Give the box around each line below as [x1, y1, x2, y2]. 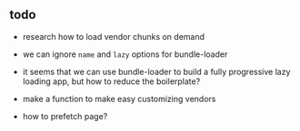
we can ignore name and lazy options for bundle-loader [22, 49, 228, 60]
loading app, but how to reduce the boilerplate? [22, 76, 201, 87]
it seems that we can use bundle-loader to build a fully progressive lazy [22, 66, 291, 77]
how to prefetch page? [22, 110, 108, 121]
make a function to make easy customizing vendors [22, 93, 216, 104]
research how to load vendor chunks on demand [22, 31, 205, 42]
